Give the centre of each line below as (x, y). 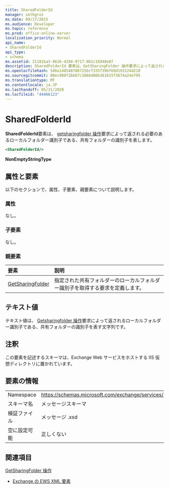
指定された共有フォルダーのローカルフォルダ (107, 280)
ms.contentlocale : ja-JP (31, 85)
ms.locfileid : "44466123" (32, 94)
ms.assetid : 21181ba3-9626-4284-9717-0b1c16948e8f (59, 62)
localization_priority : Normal (38, 38)
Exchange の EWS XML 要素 (41, 481)
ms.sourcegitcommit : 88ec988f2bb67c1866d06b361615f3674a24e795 (73, 76)
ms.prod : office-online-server (38, 33)
